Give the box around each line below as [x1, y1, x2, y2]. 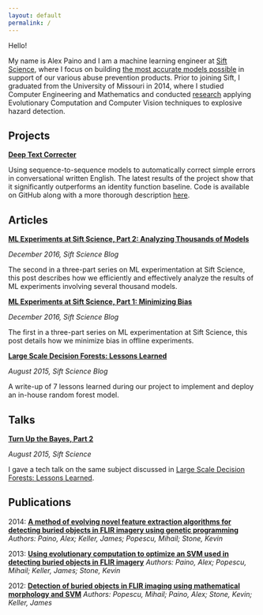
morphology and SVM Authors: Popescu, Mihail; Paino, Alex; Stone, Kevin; [8, 589, 253, 598]
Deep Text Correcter [8, 150, 77, 159]
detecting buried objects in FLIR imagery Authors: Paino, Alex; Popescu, [8, 557, 247, 567]
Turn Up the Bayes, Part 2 [8, 433, 94, 443]
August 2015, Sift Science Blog [8, 366, 108, 376]
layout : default [8, 11, 62, 20]
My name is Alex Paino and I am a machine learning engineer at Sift [8, 56, 227, 66]
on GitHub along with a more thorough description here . [8, 190, 190, 200]
